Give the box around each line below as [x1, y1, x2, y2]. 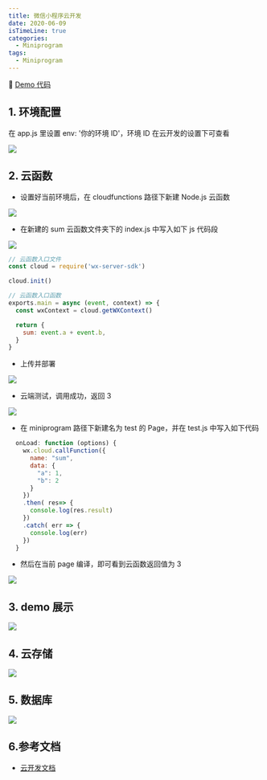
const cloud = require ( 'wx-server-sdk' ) [8, 263, 146, 271]
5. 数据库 [8, 693, 52, 707]
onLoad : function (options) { [15, 439, 117, 447]
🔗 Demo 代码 [8, 80, 51, 89]
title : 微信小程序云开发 [8, 11, 82, 20]
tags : [8, 49, 27, 57]
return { [15, 321, 45, 329]
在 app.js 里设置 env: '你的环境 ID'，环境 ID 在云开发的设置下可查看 [8, 128, 230, 137]
